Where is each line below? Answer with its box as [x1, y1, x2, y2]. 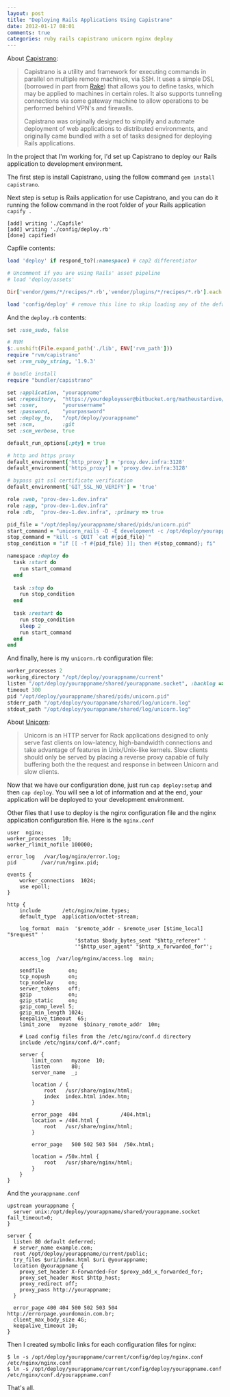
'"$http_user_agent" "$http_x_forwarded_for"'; [74, 943, 213, 950]
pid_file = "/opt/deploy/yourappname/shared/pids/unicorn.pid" [7, 521, 192, 528]
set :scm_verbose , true [7, 427, 75, 434]
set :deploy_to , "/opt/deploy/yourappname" [7, 415, 139, 422]
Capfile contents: [7, 244, 56, 252]
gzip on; [19, 991, 78, 998]
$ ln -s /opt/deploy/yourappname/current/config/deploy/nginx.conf [7, 1354, 204, 1361]
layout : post [7, 10, 44, 17]
